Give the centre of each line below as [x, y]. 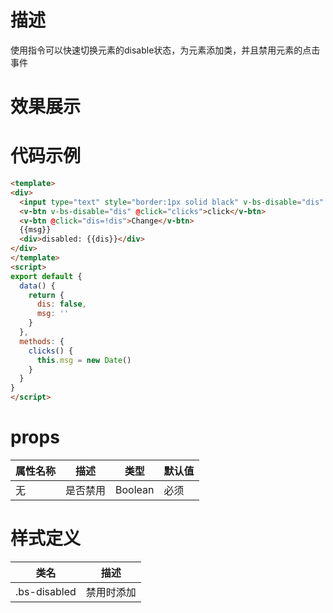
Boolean [135, 489]
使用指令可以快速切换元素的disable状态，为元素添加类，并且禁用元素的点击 [165, 50]
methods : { [42, 341]
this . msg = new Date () [84, 360]
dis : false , [61, 304]
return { [46, 295]
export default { [46, 276]
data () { [37, 286]
